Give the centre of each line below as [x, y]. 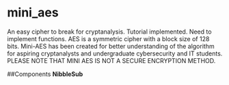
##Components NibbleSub [45, 74]
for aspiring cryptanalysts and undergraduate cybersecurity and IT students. [115, 53]
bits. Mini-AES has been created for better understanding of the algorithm [111, 46]
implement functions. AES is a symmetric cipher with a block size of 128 [108, 38]
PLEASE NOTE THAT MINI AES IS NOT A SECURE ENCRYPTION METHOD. [111, 60]
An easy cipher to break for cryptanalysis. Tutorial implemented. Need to [109, 32]
